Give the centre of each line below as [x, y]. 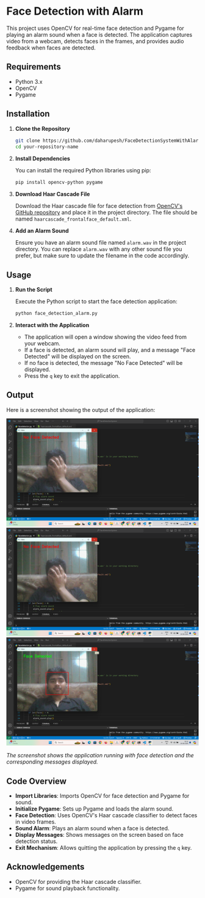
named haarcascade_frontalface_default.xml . [73, 219]
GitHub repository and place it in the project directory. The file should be [106, 213]
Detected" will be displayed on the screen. [77, 356]
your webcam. [42, 343]
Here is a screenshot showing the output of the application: [81, 410]
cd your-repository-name [47, 147]
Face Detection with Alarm [75, 11]
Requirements [34, 67]
